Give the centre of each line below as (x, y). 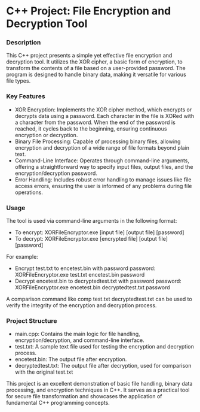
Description (24, 43)
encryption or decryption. (46, 135)
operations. (29, 192)
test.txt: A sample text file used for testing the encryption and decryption (104, 347)
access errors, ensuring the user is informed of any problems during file (103, 186)
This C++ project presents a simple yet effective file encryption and (89, 56)
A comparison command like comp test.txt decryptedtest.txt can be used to (99, 299)
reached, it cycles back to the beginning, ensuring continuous (91, 128)
